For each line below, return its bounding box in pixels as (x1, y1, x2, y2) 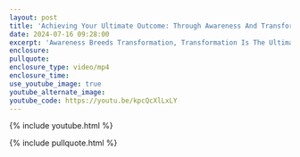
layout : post (9, 12, 58, 22)
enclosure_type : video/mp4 (9, 63, 110, 72)
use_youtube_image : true (9, 79, 102, 88)
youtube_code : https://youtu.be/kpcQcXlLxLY (9, 95, 178, 105)
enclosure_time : (9, 71, 70, 80)
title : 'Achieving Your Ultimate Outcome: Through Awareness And (9, 21, 257, 30)
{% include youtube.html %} (9, 120, 113, 131)
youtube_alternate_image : (9, 87, 105, 96)
